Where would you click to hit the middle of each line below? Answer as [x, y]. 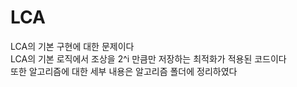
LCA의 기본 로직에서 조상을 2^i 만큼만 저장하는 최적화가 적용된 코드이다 [148, 58]
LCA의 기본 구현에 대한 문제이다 [72, 46]
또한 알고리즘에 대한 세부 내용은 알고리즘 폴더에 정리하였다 [124, 71]
